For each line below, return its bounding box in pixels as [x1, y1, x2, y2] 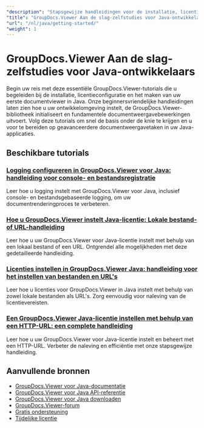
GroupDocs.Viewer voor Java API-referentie [15, 389, 126, 396]
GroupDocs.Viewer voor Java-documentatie [15, 382, 126, 389]
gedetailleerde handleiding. [6, 250, 75, 257]
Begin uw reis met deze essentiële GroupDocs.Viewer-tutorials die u [6, 85, 177, 92]
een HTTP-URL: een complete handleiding [6, 322, 133, 330]
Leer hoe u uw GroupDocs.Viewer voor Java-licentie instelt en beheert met [6, 335, 194, 343]
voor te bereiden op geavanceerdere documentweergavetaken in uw [6, 124, 178, 131]
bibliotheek [6, 110, 35, 118]
